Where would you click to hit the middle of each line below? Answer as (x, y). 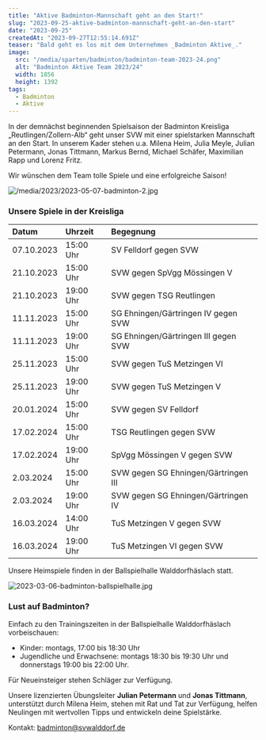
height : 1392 (37, 82)
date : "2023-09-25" (40, 30)
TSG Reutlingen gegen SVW (163, 433)
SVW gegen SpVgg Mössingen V (171, 273)
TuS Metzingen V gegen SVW (166, 524)
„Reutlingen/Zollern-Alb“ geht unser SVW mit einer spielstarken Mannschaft (132, 135)
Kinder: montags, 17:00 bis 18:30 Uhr (80, 647)
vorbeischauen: (34, 632)
